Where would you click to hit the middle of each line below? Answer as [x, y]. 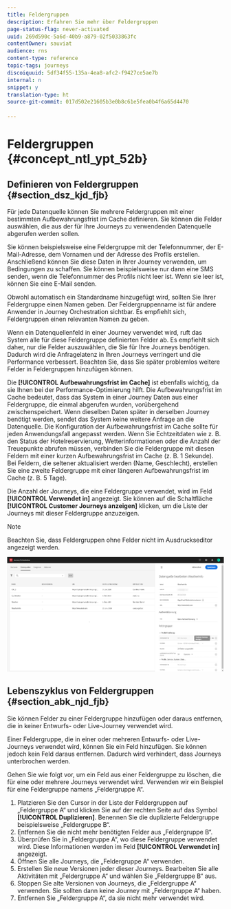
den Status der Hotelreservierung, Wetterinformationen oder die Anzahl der [114, 441]
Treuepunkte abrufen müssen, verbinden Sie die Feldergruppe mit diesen [111, 448]
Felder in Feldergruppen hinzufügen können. [70, 369]
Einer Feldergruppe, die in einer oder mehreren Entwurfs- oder [96, 739]
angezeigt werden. [34, 547]
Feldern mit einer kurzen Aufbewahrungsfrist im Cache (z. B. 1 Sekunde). [110, 456]
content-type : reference [43, 59]
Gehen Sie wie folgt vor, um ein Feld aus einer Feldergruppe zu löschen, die [114, 774]
